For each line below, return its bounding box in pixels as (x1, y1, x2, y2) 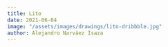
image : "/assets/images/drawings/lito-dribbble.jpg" (7, 23, 162, 30)
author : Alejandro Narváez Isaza (7, 29, 104, 37)
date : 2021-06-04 (7, 17, 57, 23)
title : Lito (7, 10, 41, 17)
